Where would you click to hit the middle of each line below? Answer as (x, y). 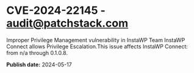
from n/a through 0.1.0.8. (37, 52)
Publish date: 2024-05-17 (39, 65)
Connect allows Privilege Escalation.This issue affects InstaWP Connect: (97, 46)
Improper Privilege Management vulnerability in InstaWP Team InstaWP (96, 40)
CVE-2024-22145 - (56, 11)
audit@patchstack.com (67, 23)
